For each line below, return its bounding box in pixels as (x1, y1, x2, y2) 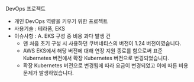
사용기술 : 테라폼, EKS (14, 25, 66, 32)
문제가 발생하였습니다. (22, 70, 75, 76)
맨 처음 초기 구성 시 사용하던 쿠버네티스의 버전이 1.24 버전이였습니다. (22, 40, 182, 47)
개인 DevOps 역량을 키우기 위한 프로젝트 (14, 18, 108, 25)
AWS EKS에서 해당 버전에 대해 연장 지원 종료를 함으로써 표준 (22, 47, 163, 54)
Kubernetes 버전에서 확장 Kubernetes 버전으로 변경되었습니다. (22, 55, 170, 61)
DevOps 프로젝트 (5, 5, 46, 12)
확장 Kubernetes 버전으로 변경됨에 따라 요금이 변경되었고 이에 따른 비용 (22, 62, 189, 69)
